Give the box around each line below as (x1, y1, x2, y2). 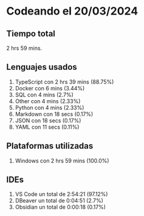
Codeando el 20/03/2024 (6, 4, 139, 18)
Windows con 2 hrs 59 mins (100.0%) (15, 157, 109, 164)
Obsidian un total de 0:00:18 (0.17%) (15, 203, 106, 211)
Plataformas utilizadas (6, 141, 94, 151)
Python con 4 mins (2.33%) (15, 104, 84, 111)
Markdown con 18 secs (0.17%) (15, 110, 94, 118)
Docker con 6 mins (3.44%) (15, 84, 85, 92)
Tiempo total (6, 29, 56, 39)
